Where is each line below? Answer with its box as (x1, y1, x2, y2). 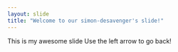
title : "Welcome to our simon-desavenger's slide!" (7, 17, 164, 24)
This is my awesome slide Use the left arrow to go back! (7, 36, 172, 45)
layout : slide (7, 10, 50, 18)
